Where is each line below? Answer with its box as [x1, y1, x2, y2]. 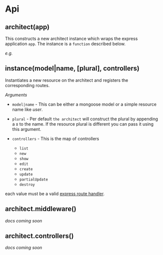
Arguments [5, 91, 28, 98]
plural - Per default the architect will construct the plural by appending [12, 116, 158, 122]
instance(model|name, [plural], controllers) [5, 64, 140, 73]
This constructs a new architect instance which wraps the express [5, 36, 138, 41]
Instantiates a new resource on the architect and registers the [5, 77, 128, 83]
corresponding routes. [5, 82, 50, 88]
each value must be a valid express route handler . [5, 191, 105, 197]
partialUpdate [19, 177, 48, 182]
